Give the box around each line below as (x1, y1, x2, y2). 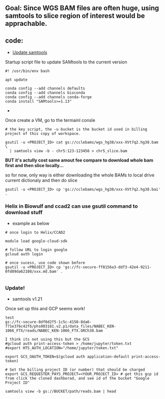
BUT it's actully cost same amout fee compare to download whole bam (5, 157, 154, 163)
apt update (5, 77, 28, 82)
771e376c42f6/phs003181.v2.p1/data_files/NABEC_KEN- (5, 324, 116, 329)
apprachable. (5, 19, 48, 28)
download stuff (5, 209, 43, 216)
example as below (12, 220, 50, 226)
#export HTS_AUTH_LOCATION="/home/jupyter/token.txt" (5, 345, 119, 350)
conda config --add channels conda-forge (5, 95, 92, 100)
